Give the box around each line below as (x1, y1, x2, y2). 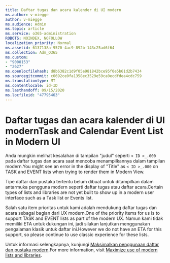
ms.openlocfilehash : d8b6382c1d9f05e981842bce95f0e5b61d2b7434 (5, 69, 142, 74)
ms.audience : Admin (5, 21, 47, 27)
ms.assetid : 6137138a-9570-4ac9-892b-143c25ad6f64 (5, 45, 115, 50)
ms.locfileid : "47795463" (5, 92, 60, 97)
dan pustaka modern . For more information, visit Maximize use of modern (5, 247, 158, 253)
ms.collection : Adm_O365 (5, 50, 58, 55)
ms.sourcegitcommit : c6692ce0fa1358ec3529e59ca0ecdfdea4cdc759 (5, 74, 142, 79)
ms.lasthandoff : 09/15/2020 (5, 87, 65, 93)
